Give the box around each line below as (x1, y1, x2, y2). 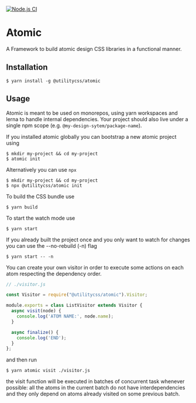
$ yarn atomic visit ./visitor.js (6, 368, 91, 374)
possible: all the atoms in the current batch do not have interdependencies (6, 384, 185, 391)
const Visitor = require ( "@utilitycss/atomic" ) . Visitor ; (6, 292, 148, 298)
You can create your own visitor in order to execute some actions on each (6, 264, 184, 271)
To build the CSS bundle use (6, 193, 75, 200)
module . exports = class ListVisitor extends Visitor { (6, 302, 143, 309)
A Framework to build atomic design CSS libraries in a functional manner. (6, 45, 183, 52)
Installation (6, 62, 48, 73)
